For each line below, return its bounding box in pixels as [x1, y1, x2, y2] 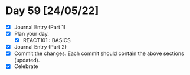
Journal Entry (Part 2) [14, 43, 67, 50]
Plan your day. [14, 30, 50, 37]
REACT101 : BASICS [22, 37, 71, 44]
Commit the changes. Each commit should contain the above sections [14, 50, 184, 57]
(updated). [14, 57, 40, 64]
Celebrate [14, 63, 39, 70]
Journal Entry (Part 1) [14, 23, 66, 30]
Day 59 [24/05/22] [5, 4, 99, 18]
